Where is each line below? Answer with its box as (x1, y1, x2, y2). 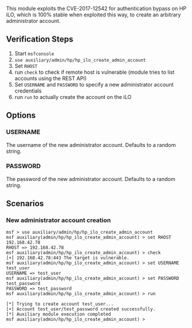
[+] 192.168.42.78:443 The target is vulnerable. (6, 255, 130, 261)
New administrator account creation (6, 216, 111, 224)
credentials (14, 87, 42, 94)
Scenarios (6, 199, 44, 209)
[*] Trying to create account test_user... (6, 301, 114, 307)
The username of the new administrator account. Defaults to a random (6, 141, 176, 148)
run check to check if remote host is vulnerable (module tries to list (14, 69, 175, 76)
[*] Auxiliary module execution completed (6, 312, 111, 317)
